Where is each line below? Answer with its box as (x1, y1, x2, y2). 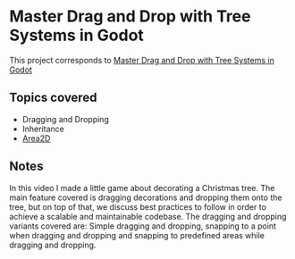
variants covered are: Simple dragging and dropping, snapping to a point (9, 221, 277, 231)
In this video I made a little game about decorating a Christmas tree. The (9, 182, 275, 193)
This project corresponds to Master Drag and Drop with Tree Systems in (9, 54, 274, 65)
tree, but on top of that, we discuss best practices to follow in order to (9, 201, 266, 212)
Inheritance (21, 123, 65, 134)
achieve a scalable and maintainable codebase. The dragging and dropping (9, 211, 287, 221)
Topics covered (9, 90, 97, 105)
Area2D (21, 132, 51, 144)
